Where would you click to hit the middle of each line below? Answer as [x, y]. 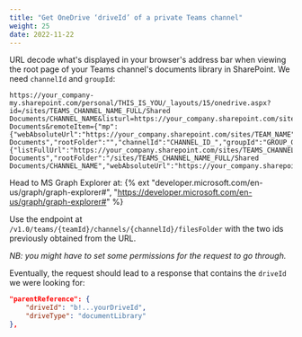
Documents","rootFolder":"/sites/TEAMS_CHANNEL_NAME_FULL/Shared [134, 158]
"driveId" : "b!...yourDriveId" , [86, 308]
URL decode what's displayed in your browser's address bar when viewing [148, 60]
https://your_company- [52, 95]
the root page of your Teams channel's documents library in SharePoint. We [150, 69]
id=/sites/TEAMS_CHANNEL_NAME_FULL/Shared [90, 111]
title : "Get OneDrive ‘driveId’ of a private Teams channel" [126, 18]
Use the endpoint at [46, 219]
